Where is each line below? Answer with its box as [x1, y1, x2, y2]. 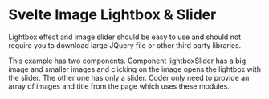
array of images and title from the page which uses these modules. [8, 81, 230, 91]
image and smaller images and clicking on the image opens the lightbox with [8, 64, 262, 73]
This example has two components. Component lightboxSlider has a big [8, 56, 247, 65]
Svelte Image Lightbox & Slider [8, 6, 217, 24]
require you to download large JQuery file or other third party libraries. [8, 40, 242, 49]
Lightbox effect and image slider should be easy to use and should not [8, 32, 242, 42]
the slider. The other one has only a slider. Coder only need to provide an [8, 73, 250, 82]
